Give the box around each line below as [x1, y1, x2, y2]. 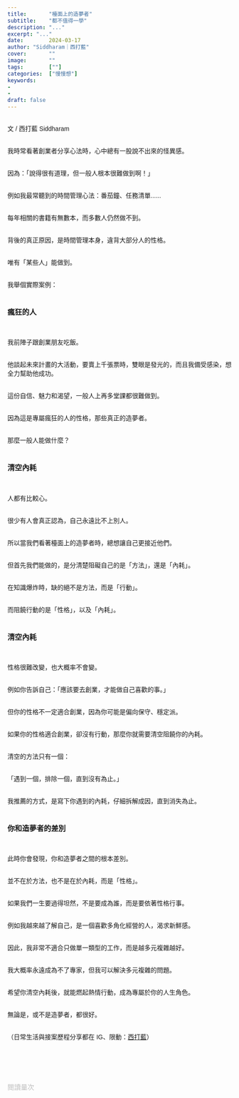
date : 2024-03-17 [7, 37, 81, 44]
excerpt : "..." [7, 30, 53, 38]
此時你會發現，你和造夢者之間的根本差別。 [7, 855, 132, 863]
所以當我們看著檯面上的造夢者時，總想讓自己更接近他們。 [7, 539, 176, 547]
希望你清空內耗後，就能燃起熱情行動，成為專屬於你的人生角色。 [7, 989, 194, 997]
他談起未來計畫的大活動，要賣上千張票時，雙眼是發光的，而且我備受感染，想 [7, 361, 232, 369]
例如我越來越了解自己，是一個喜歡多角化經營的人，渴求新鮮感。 [7, 922, 194, 930]
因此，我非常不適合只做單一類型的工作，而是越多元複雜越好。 [7, 944, 188, 952]
